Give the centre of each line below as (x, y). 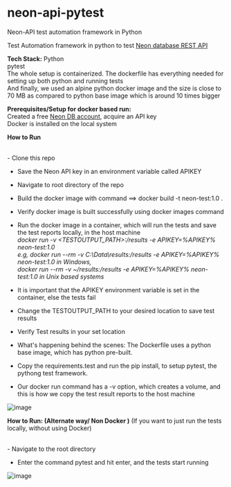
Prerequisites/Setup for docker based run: (69, 109)
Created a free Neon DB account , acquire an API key (82, 116)
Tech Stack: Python (36, 59)
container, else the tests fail (56, 297)
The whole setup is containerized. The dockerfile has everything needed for (115, 73)
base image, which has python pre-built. (75, 352)
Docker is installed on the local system (62, 123)
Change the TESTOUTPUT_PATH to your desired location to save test (116, 310)
